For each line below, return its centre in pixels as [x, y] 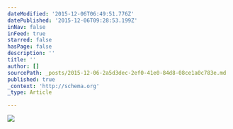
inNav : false [27, 27]
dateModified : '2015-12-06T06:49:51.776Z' [71, 14]
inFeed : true [27, 33]
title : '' [22, 60]
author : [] [23, 66]
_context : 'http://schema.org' [53, 86]
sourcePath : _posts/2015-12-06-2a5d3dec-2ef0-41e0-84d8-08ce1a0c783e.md [117, 73]
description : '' [31, 54]
